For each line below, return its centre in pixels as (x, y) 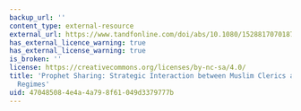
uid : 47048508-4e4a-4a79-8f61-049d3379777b (92, 92)
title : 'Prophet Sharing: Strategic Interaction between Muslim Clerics (148, 76)
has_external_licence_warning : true (77, 43)
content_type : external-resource (72, 26)
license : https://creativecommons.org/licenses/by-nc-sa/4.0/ (128, 68)
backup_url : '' (38, 17)
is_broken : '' (36, 59)
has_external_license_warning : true (77, 51)
